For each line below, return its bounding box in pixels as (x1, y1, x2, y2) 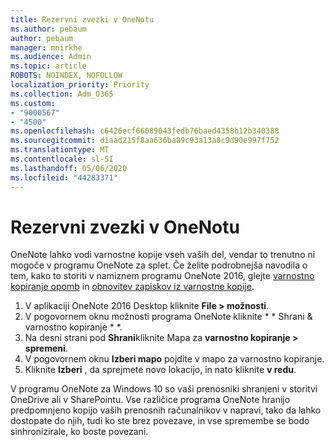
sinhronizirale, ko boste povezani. (10, 426, 149, 438)
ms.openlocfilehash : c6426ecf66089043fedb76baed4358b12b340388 (10, 126, 280, 136)
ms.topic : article (10, 61, 87, 71)
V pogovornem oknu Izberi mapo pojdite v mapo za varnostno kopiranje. (24, 353, 325, 365)
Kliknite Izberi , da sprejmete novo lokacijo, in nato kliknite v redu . (24, 364, 297, 376)
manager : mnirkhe (10, 42, 83, 53)
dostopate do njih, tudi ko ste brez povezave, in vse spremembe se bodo (10, 415, 310, 427)
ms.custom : (10, 98, 56, 108)
